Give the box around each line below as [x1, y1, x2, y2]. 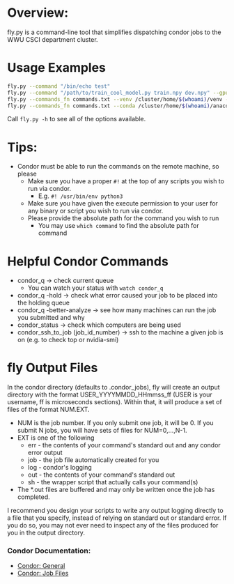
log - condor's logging [27, 463, 92, 472]
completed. [17, 493, 50, 501]
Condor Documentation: [7, 546, 91, 555]
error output [27, 448, 63, 457]
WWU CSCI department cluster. [7, 35, 99, 43]
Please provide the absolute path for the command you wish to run [27, 214, 219, 222]
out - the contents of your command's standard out [27, 470, 175, 479]
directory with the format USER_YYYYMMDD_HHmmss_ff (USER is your [7, 390, 212, 399]
